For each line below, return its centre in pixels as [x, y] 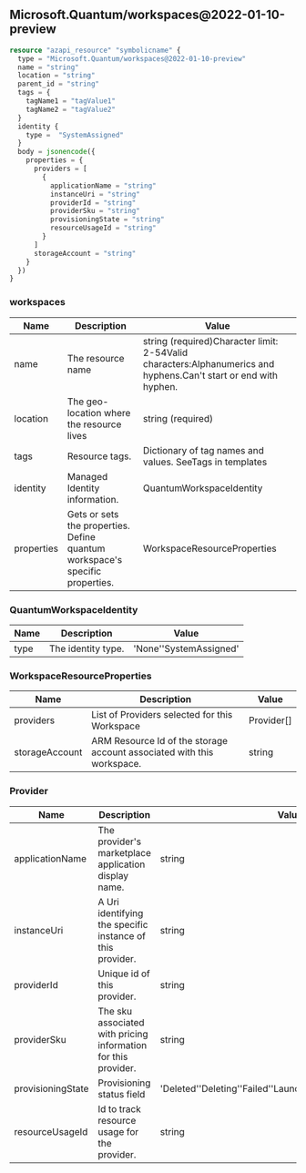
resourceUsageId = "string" [103, 228]
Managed [87, 476]
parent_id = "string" [59, 84]
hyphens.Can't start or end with [210, 375]
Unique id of [124, 974]
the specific [123, 924]
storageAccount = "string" [85, 253]
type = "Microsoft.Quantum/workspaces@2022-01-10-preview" [132, 58]
